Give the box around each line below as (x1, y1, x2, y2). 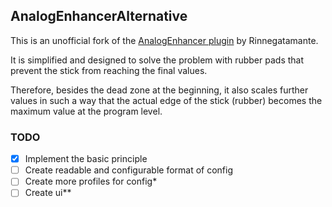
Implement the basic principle (24, 153, 148, 165)
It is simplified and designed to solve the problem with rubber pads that (10, 54, 305, 66)
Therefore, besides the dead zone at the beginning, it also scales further (10, 84, 309, 96)
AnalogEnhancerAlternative (10, 8, 188, 25)
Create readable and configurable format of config (24, 164, 234, 176)
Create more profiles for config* (24, 175, 158, 188)
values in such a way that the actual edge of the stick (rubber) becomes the (10, 94, 323, 106)
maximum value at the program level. (10, 105, 163, 117)
